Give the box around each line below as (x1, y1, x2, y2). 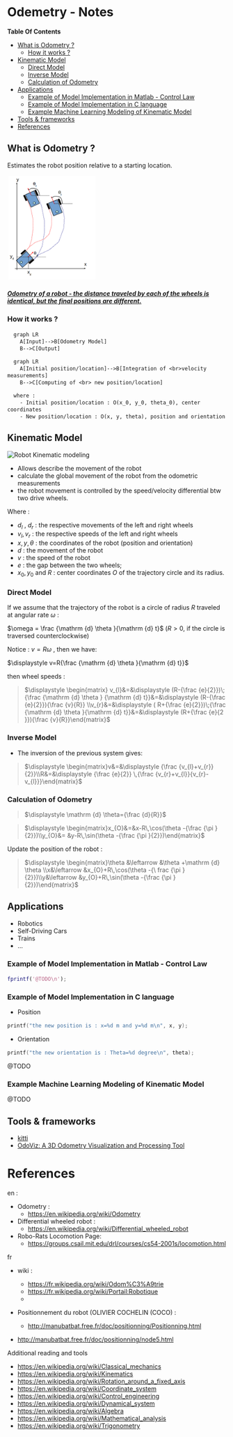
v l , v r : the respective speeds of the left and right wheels (17, 529, 179, 540)
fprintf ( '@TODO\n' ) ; (7, 976, 67, 983)
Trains (17, 934, 36, 942)
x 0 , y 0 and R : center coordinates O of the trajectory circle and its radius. (17, 569, 225, 579)
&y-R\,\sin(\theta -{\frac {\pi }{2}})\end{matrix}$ (67, 831, 205, 839)
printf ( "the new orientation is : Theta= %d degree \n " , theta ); (7, 1049, 195, 1057)
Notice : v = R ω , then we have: (7, 645, 97, 654)
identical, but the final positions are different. (7, 297, 142, 306)
